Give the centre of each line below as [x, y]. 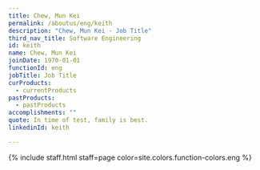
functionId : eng [35, 68]
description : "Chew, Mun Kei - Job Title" [80, 30]
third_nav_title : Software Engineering [75, 38]
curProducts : [30, 83]
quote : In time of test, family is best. [78, 120]
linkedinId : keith [39, 127]
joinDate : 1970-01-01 [44, 61]
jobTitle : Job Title [43, 75]
